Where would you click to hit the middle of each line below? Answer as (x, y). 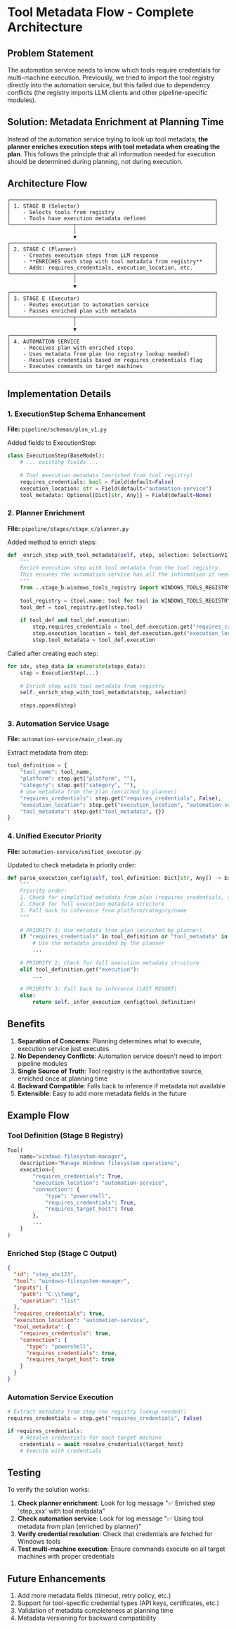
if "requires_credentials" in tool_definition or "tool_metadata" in (124, 937)
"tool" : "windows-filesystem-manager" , (72, 1281)
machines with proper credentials (66, 1556)
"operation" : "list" (50, 1301)
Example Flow (39, 1115)
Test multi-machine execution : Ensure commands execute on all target (121, 1549)
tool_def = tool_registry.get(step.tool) (81, 607)
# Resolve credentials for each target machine (91, 1438)
